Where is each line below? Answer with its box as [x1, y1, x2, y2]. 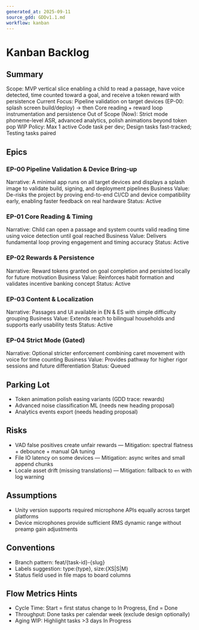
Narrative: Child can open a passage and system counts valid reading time [6, 226, 189, 233]
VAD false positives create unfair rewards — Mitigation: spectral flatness [14, 441, 194, 448]
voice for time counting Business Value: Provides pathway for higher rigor [6, 356, 188, 363]
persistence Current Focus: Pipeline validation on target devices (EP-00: [6, 98, 184, 105]
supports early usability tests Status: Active [6, 321, 114, 328]
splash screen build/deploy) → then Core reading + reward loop [6, 104, 163, 111]
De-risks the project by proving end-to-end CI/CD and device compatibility [6, 191, 191, 198]
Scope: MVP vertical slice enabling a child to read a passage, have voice [6, 85, 185, 93]
